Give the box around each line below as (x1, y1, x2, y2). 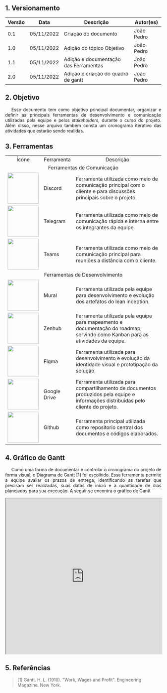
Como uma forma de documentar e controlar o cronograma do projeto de (11, 467, 162, 473)
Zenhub (44, 325, 62, 332)
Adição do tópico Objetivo (63, 44, 125, 51)
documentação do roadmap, (76, 325, 142, 332)
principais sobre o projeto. (76, 194, 137, 201)
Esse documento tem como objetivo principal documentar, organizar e (11, 107, 162, 113)
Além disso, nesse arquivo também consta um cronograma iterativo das (5, 122, 162, 129)
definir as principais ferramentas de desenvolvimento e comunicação (5, 112, 162, 118)
